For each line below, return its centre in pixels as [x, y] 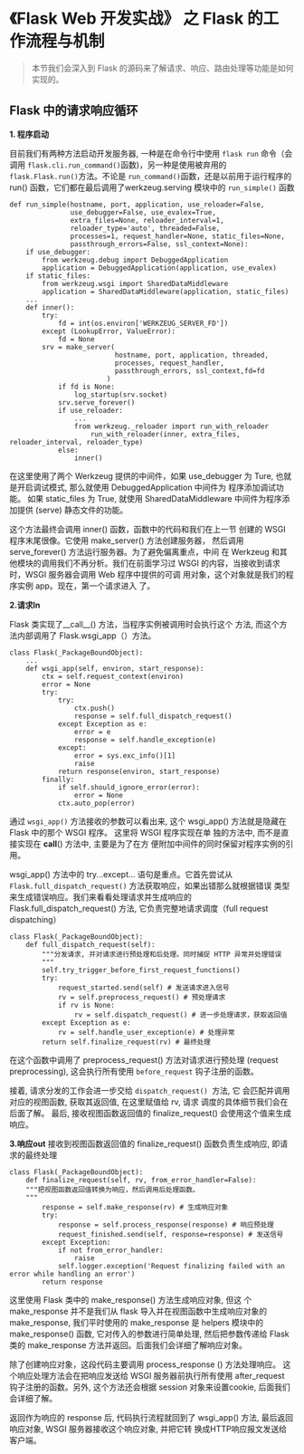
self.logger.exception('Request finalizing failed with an [171, 1266]
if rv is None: [86, 1005]
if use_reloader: [90, 410]
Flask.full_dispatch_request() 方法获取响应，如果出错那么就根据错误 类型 [150, 885]
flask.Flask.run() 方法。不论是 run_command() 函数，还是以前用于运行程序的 [151, 176]
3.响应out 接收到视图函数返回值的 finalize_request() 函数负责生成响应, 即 [145, 1143]
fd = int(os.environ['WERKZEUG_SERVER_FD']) [143, 323]
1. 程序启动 [29, 134]
